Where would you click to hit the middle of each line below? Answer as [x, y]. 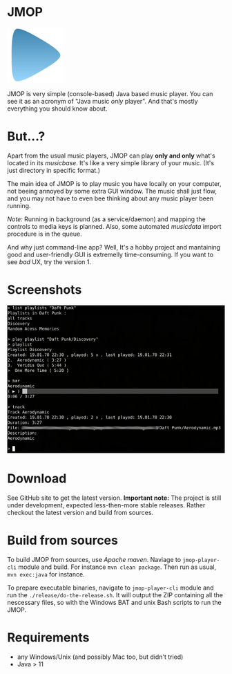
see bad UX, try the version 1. [49, 262]
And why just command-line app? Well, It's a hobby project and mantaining [114, 247]
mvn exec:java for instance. [46, 574]
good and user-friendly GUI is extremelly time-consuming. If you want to [110, 254]
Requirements [48, 638]
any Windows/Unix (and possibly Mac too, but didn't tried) [100, 657]
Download [37, 479]
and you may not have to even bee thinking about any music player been [110, 198]
